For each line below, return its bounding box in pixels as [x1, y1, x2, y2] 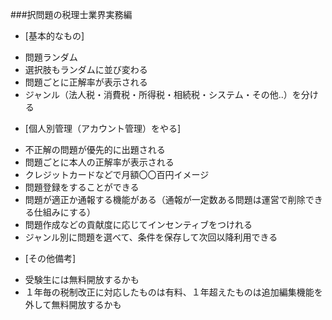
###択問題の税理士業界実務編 [10, 9, 133, 20]
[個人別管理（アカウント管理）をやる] [24, 123, 182, 134]
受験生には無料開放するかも [24, 274, 140, 285]
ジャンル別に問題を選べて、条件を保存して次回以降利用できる [24, 231, 278, 243]
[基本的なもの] [24, 30, 85, 42]
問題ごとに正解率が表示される [24, 76, 148, 88]
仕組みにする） [33, 206, 96, 218]
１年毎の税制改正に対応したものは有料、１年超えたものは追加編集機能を [24, 286, 323, 298]
